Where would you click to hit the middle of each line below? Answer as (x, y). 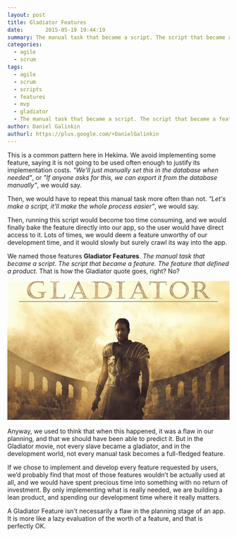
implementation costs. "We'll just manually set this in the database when (113, 170)
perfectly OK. (27, 526)
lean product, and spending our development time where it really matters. (114, 497)
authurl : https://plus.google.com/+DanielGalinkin (83, 134)
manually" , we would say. (45, 185)
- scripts (28, 89)
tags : (15, 67)
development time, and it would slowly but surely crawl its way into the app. (117, 242)
